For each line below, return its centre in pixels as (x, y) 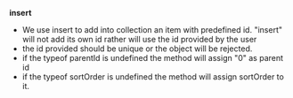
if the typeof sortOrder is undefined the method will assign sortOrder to (153, 77)
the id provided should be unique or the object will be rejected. (137, 49)
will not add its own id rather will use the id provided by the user (139, 39)
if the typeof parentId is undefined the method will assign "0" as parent (152, 58)
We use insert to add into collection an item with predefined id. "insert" (152, 30)
